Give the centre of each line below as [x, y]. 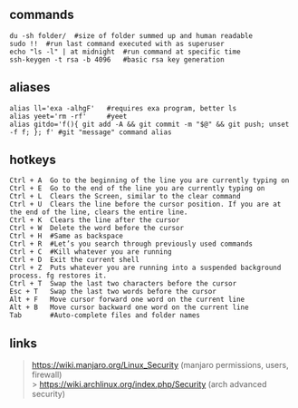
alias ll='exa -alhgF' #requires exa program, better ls [123, 108]
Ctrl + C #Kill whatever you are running [91, 252]
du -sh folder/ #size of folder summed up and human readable [131, 35]
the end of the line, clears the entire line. [99, 212]
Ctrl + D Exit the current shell [75, 260]
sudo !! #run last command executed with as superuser [117, 44]
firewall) [47, 374]
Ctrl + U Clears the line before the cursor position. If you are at [145, 204]
